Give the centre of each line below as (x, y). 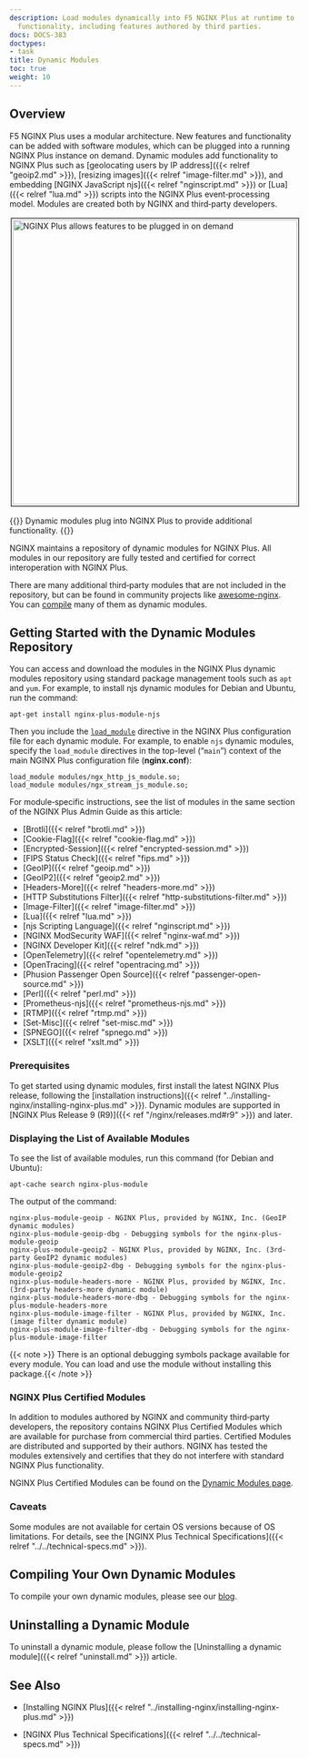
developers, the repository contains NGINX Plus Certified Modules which (146, 1427)
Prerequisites (40, 1066)
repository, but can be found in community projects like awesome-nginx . (145, 594)
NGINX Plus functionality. (57, 1466)
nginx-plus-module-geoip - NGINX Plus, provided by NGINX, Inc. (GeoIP (148, 1218)
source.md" (45, 984)
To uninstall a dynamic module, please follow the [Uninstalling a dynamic (145, 1647)
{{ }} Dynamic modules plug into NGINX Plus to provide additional (131, 521)
